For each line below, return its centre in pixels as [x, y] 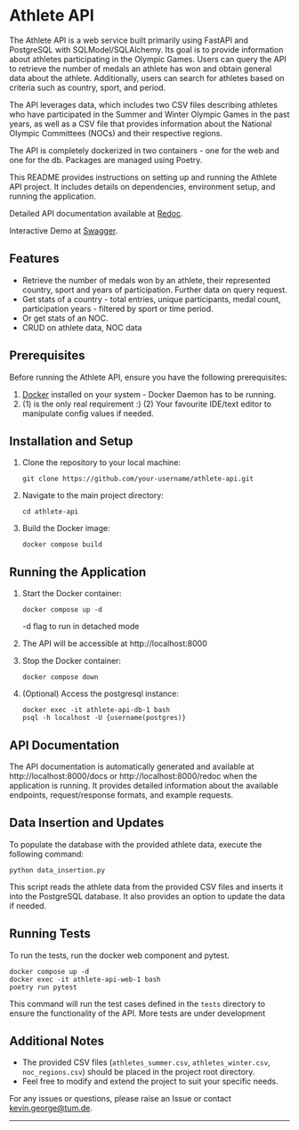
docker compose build [62, 545]
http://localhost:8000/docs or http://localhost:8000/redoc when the [133, 776]
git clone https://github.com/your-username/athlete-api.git [138, 479]
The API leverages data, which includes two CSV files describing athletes [144, 104]
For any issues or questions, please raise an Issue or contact [120, 1099]
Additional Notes [57, 1041]
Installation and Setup [71, 441]
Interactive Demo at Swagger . [64, 230]
